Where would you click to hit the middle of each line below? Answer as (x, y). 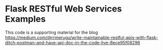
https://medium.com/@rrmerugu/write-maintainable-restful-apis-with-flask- (82, 37)
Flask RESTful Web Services (63, 9)
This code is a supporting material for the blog (52, 32)
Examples (25, 19)
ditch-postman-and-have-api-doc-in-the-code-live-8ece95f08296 (73, 42)
